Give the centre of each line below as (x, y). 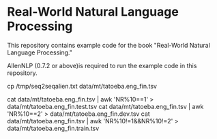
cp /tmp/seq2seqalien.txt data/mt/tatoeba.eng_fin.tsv (82, 86)
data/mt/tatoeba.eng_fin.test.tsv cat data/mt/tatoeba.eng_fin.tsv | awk (105, 106)
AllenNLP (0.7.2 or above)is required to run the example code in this (102, 65)
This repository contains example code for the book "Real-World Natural (108, 45)
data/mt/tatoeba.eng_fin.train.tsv (53, 128)
